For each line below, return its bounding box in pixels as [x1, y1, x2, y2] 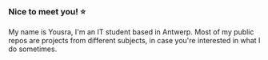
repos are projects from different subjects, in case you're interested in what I [8, 36, 261, 46]
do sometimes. [8, 44, 58, 54]
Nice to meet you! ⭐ [8, 6, 86, 17]
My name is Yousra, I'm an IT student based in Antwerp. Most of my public [8, 27, 254, 37]
